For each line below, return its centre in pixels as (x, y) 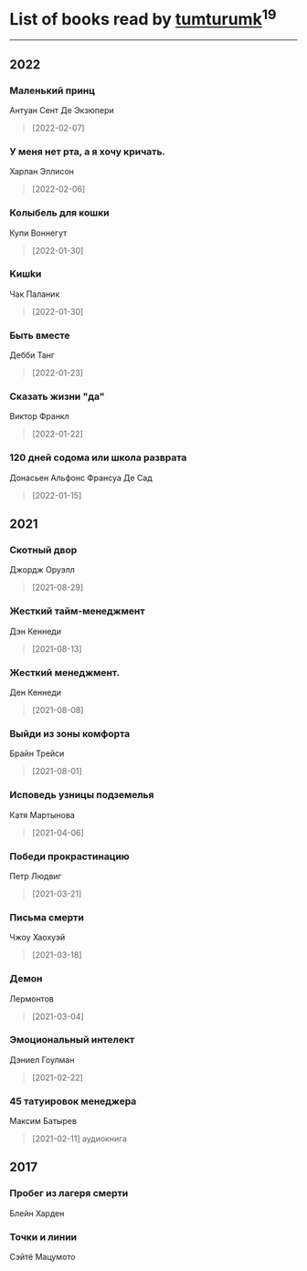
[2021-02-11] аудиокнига (79, 1139)
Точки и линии (43, 1236)
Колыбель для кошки (59, 213)
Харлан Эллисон (42, 172)
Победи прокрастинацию (69, 856)
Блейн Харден (37, 1213)
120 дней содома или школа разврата (98, 457)
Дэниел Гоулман (42, 1059)
